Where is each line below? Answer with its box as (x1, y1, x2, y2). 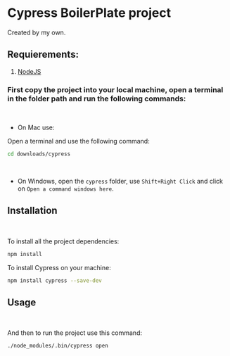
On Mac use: (17, 123, 55, 132)
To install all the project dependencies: (7, 237, 120, 246)
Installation (7, 205, 58, 217)
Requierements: (7, 49, 79, 61)
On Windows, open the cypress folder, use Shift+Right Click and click (17, 177, 224, 185)
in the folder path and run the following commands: (7, 94, 186, 103)
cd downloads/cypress (7, 151, 71, 158)
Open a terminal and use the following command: (7, 137, 150, 146)
